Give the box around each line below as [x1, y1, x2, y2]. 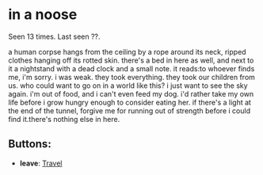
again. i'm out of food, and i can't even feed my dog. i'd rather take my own [8, 89, 254, 98]
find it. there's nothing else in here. [8, 114, 120, 124]
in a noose [8, 6, 78, 24]
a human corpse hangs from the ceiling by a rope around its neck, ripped [8, 47, 247, 56]
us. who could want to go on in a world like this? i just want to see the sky [8, 81, 248, 90]
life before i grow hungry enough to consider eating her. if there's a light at [8, 97, 252, 107]
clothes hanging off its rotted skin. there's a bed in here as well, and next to [8, 55, 254, 65]
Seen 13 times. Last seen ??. [8, 32, 101, 41]
